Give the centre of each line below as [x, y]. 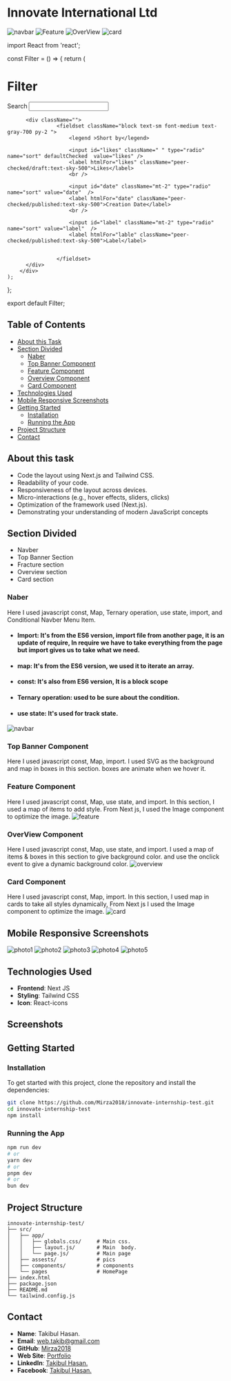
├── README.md [28, 1290]
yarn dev [20, 1160]
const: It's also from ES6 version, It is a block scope [93, 682]
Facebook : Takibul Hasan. [54, 1370]
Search [17, 106]
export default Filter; [36, 303]
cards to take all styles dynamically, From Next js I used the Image [101, 904]
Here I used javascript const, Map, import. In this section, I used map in [108, 897]
